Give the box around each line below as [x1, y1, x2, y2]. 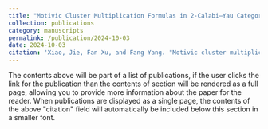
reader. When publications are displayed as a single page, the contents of [8, 96, 250, 105]
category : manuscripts [8, 26, 84, 34]
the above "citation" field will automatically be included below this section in [8, 104, 258, 114]
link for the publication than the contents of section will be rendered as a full [8, 79, 258, 88]
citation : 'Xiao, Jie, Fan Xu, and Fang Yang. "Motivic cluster [8, 49, 227, 57]
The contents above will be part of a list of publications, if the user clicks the [8, 71, 259, 80]
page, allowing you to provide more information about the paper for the [8, 88, 242, 96]
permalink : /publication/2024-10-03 [8, 33, 130, 42]
